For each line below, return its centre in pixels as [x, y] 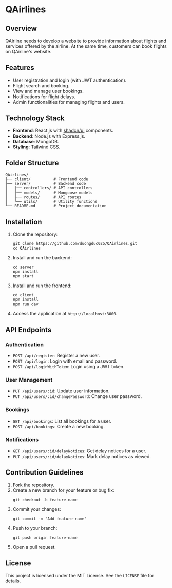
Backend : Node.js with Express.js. [49, 136]
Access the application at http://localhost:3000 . [65, 314]
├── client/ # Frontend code [47, 179]
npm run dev [25, 304]
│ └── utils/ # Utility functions [51, 202]
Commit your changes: [37, 509]
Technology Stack [35, 118]
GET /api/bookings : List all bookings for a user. [62, 421]
